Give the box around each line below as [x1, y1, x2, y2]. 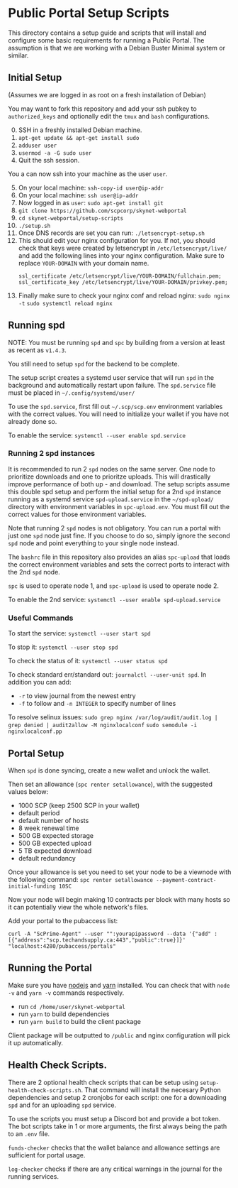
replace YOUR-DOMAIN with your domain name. [18, 258, 149, 267]
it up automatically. [8, 1038, 63, 1047]
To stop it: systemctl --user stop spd [8, 643, 118, 651]
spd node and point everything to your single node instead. [8, 538, 179, 547]
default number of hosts [18, 816, 89, 824]
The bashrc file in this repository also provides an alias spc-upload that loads [8, 552, 231, 561]
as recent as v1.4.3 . [8, 346, 67, 354]
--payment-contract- [156, 876, 217, 883]
